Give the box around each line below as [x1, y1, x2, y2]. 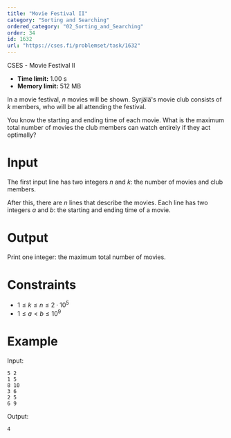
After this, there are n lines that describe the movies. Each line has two [7, 198, 209, 207]
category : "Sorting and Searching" [7, 17, 110, 23]
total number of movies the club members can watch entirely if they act [7, 124, 211, 131]
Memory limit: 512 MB [17, 82, 82, 90]
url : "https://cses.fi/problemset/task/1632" [7, 42, 140, 49]
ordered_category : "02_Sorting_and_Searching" [7, 23, 144, 30]
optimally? [7, 131, 37, 139]
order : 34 [7, 29, 36, 37]
